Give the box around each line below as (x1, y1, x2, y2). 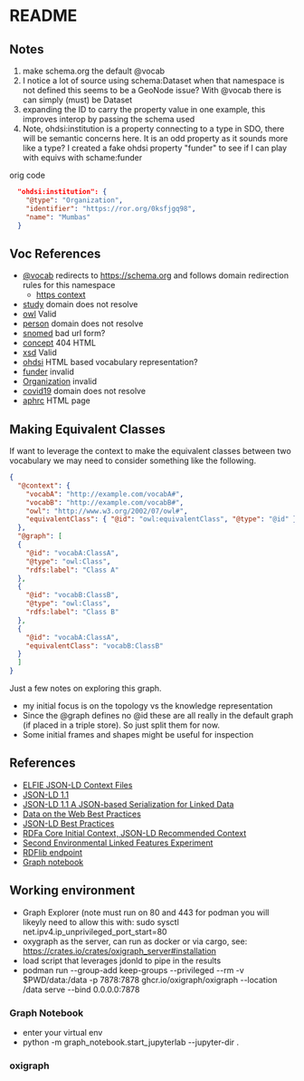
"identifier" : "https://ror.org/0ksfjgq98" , (25, 204, 196, 213)
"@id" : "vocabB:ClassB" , (25, 591, 119, 600)
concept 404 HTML (22, 337, 97, 349)
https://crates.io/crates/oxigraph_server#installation (22, 945, 217, 956)
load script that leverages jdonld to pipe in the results (22, 955, 222, 966)
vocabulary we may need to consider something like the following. (9, 455, 256, 466)
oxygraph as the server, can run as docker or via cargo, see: (22, 935, 248, 947)
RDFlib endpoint (22, 846, 83, 857)
